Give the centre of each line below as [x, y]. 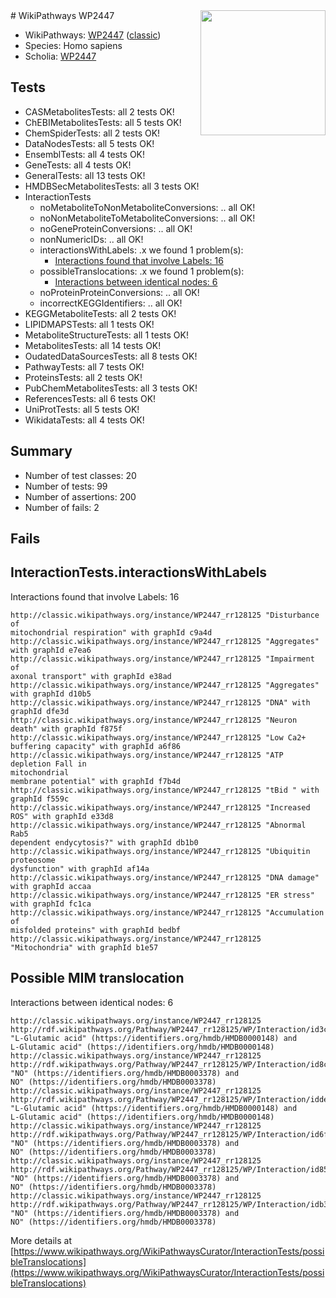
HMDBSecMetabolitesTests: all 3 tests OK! [112, 186]
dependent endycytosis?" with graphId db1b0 [104, 842]
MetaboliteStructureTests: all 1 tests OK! [106, 335]
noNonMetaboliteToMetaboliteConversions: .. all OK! [147, 218]
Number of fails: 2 [62, 507]
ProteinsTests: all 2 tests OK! [83, 377]
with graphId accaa [51, 886]
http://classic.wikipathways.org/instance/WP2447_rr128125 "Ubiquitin [160, 851]
